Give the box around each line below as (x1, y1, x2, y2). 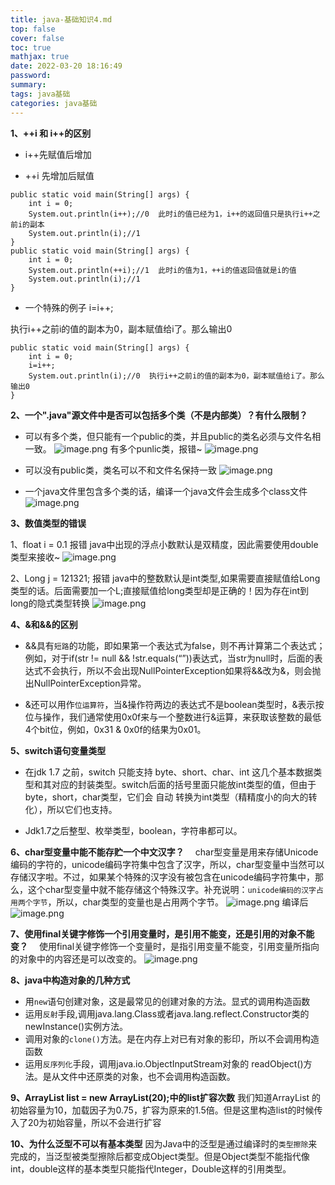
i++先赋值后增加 (24, 148, 92, 160)
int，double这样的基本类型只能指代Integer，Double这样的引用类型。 (10, 1162, 292, 1175)
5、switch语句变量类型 (10, 744, 107, 756)
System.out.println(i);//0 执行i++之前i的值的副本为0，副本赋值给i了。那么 (28, 371, 325, 381)
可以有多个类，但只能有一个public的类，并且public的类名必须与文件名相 (24, 430, 322, 442)
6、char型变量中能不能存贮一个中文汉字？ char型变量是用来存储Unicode (10, 846, 319, 858)
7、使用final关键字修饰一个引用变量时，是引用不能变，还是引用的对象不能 (10, 927, 315, 940)
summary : (10, 80, 47, 90)
